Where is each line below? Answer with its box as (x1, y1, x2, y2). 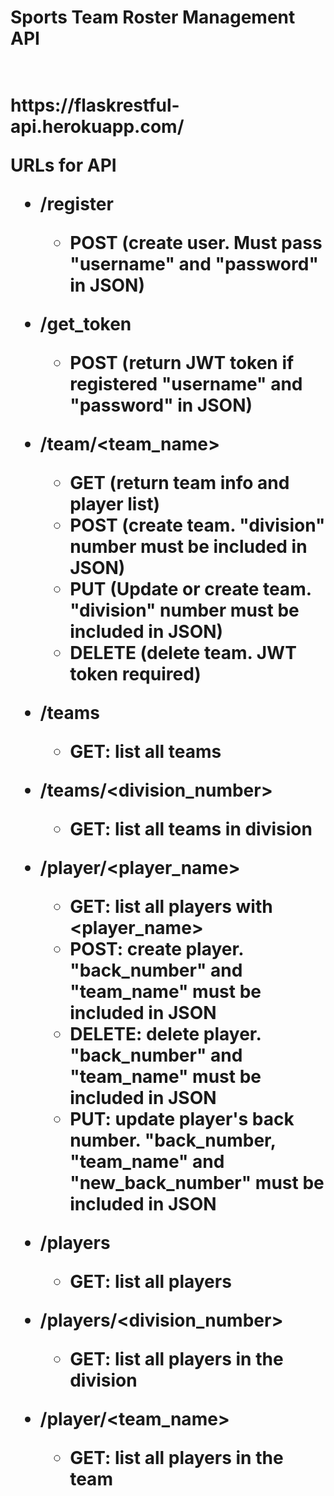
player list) (69, 493, 160, 516)
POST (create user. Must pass (69, 232, 323, 255)
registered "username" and (69, 373, 303, 396)
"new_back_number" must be (69, 1172, 325, 1195)
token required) (69, 663, 202, 686)
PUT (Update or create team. (69, 578, 312, 601)
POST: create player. (69, 938, 244, 961)
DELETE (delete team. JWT (69, 642, 297, 665)
